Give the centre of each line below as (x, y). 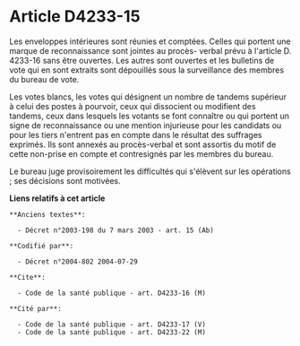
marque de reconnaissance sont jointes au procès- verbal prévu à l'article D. (150, 50)
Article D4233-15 (75, 17)
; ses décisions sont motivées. (65, 180)
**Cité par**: (36, 308)
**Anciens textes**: (48, 214)
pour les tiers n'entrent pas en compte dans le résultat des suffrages (136, 134)
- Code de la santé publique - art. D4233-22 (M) (111, 332)
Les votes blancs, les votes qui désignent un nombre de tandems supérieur (148, 97)
